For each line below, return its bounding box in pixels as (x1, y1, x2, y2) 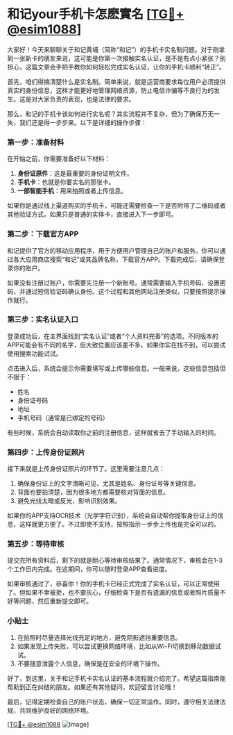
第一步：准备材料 (7, 137, 64, 147)
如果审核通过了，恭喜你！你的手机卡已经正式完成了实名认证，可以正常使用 (7, 579, 220, 588)
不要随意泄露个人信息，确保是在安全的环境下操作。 (17, 659, 164, 668)
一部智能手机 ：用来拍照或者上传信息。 (17, 187, 127, 195)
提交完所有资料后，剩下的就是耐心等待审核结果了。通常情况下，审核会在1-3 (7, 556, 223, 565)
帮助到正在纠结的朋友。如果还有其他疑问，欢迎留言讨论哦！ (7, 682, 178, 691)
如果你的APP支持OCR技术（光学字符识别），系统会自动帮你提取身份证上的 (7, 511, 218, 520)
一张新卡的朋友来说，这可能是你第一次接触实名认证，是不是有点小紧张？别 (12, 53, 226, 63)
